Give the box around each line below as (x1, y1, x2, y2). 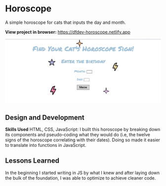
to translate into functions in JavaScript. (5, 142, 86, 148)
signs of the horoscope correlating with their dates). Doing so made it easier (5, 137, 161, 143)
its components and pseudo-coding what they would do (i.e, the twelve (5, 131, 151, 137)
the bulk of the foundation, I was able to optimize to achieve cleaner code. (5, 175, 156, 181)
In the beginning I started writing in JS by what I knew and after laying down (5, 170, 160, 176)
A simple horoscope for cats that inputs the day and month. (5, 19, 126, 25)
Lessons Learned (5, 157, 59, 165)
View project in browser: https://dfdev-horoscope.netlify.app (5, 29, 131, 35)
